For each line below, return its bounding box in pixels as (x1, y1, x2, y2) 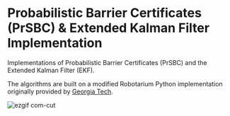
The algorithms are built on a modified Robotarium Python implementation (7, 79, 223, 88)
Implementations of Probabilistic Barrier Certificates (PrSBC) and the (7, 58, 207, 66)
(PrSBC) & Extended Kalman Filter (7, 20, 210, 36)
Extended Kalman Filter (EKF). (7, 66, 95, 74)
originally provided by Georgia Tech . (7, 87, 113, 95)
